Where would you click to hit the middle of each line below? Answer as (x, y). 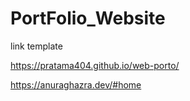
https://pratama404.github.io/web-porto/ (95, 65)
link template (36, 46)
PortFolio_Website (88, 18)
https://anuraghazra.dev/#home (76, 84)
